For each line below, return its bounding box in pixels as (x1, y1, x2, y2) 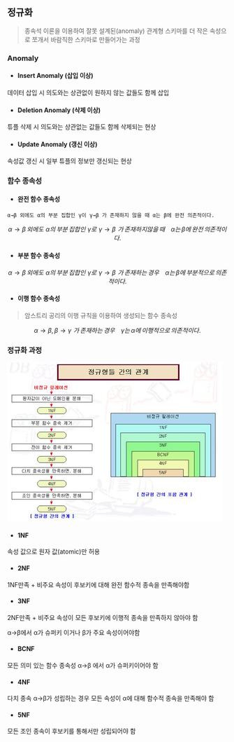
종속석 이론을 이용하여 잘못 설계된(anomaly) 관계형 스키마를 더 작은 (24, 27, 208, 35)
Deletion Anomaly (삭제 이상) (17, 106, 101, 114)
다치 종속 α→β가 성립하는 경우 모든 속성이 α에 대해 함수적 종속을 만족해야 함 (7, 694, 214, 703)
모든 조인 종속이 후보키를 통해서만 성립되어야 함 (7, 727, 136, 736)
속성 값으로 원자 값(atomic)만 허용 (7, 547, 100, 556)
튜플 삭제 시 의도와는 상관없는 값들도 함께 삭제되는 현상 (7, 123, 156, 131)
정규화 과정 (7, 345, 43, 355)
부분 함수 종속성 (17, 252, 61, 260)
